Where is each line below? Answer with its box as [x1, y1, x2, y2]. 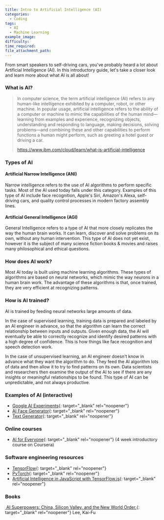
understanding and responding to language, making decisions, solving [17, 121, 159, 128]
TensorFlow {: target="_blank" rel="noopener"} [12, 465, 107, 471]
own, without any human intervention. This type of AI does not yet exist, [5, 235, 150, 241]
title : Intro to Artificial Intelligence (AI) [5, 7, 102, 12]
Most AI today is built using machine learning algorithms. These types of [5, 269, 151, 275]
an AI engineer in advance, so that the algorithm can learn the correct [5, 323, 145, 329]
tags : [5, 21, 16, 26]
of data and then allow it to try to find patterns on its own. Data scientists [5, 364, 152, 369]
